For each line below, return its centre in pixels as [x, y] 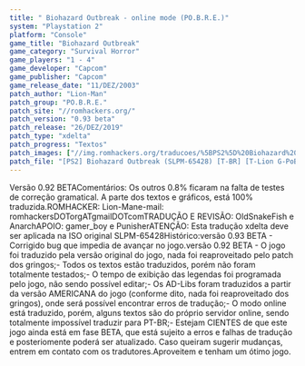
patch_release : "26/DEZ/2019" [67, 128]
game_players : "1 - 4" [52, 60]
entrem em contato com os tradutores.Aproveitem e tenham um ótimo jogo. [150, 351]
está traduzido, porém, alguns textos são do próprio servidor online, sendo [149, 312]
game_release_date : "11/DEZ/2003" [75, 85]
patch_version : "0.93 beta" [63, 119]
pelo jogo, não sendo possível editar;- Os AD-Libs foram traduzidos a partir [151, 283]
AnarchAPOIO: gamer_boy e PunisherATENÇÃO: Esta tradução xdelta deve [149, 226]
